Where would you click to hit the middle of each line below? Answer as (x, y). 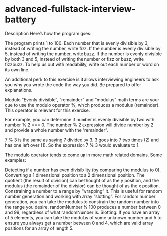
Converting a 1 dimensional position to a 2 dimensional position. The (75, 175)
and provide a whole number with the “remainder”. (57, 130)
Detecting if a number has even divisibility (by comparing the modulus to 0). (83, 170)
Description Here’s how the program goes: (48, 33)
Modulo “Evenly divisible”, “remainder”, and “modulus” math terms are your (82, 99)
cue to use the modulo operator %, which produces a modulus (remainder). (83, 105)
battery (21, 20)
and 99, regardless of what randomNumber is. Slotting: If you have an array (83, 212)
